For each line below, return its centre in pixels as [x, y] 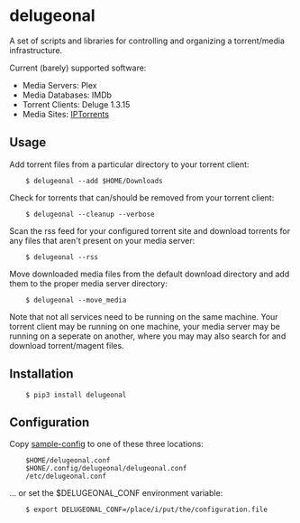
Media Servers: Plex [59, 85]
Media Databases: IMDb [67, 95]
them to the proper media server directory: [89, 283]
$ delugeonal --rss [62, 257]
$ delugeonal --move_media [76, 300]
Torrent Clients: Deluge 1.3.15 [76, 104]
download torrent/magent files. [67, 345]
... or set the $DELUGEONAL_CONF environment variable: [116, 493]
